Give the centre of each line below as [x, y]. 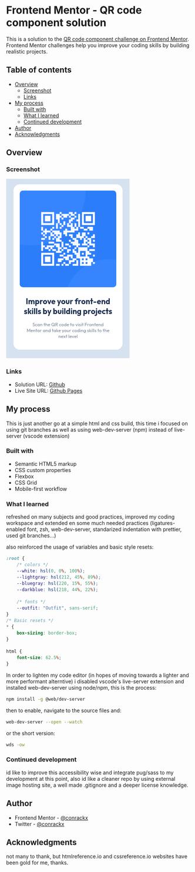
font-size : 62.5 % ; [39, 658]
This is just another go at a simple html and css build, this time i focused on [97, 423]
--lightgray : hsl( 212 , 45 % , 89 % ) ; [59, 577]
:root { [16, 559]
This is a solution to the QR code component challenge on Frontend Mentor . [97, 39]
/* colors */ [33, 565]
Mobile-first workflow [41, 489]
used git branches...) [31, 536]
